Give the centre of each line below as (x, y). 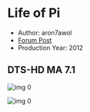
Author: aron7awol (45, 33)
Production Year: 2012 (50, 47)
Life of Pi (34, 13)
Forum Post (35, 40)
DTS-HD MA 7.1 (41, 70)
